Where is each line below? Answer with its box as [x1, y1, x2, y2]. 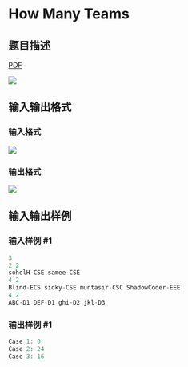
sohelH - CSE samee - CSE [8, 269, 81, 277]
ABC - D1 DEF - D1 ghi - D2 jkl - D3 [8, 298, 106, 306]
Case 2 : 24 [8, 345, 45, 353]
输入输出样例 [8, 209, 72, 223]
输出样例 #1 [8, 319, 52, 330]
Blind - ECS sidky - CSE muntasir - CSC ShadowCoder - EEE [8, 284, 181, 292]
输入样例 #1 [8, 235, 52, 246]
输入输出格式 [8, 101, 72, 114]
